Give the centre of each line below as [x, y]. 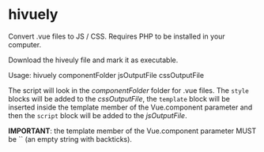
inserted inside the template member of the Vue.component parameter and [130, 107]
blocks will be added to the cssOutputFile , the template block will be [119, 98]
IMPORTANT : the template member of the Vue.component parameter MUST [132, 131]
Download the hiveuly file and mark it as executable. [93, 60]
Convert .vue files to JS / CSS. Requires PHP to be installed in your [117, 36]
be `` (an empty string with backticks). [70, 139]
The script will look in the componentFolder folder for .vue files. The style [128, 90]
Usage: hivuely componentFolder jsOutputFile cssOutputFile [106, 75]
